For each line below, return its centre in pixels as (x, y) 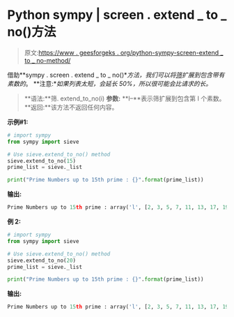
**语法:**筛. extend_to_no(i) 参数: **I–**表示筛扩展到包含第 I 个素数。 (125, 98)
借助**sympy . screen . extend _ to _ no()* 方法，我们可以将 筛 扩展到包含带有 (116, 75)
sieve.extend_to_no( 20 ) (42, 260)
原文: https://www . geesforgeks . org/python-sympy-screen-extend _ (124, 52)
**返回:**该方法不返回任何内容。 (71, 107)
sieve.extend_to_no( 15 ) (42, 161)
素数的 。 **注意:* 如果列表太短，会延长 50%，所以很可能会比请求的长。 (110, 83)
